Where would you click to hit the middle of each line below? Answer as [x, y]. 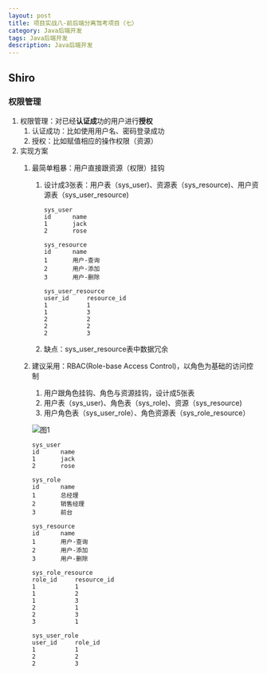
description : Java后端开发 [51, 46]
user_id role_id [66, 642]
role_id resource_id [73, 580]
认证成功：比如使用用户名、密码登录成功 [98, 131]
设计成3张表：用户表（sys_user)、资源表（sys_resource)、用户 [148, 184]
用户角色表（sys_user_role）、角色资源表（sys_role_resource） [147, 413]
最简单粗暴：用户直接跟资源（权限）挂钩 [98, 168]
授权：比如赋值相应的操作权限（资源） [94, 141]
